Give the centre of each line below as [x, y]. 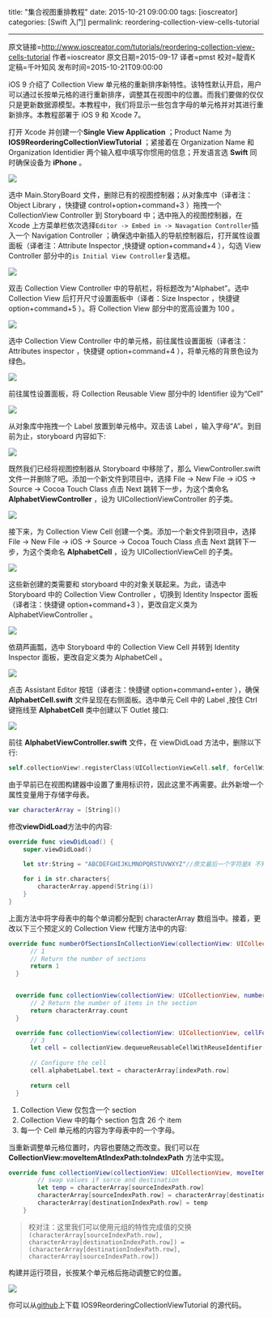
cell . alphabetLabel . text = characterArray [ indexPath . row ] [130, 1071]
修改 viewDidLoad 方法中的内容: [60, 826]
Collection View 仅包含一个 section [78, 1110]
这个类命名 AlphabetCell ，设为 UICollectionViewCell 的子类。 [133, 552]
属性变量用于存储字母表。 [51, 794]
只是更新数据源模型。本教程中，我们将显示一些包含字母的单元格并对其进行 [132, 105]
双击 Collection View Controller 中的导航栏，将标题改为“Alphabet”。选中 [129, 288]
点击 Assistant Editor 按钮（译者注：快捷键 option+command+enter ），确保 [134, 689]
